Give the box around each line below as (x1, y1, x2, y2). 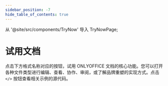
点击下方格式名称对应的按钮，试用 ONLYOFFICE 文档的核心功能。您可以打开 (5, 63, 163, 69)
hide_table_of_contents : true (5, 12, 69, 17)
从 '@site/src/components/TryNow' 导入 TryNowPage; (5, 26, 118, 32)
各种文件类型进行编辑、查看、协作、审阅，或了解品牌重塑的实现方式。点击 (5, 69, 159, 75)
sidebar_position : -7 (5, 7, 51, 12)
